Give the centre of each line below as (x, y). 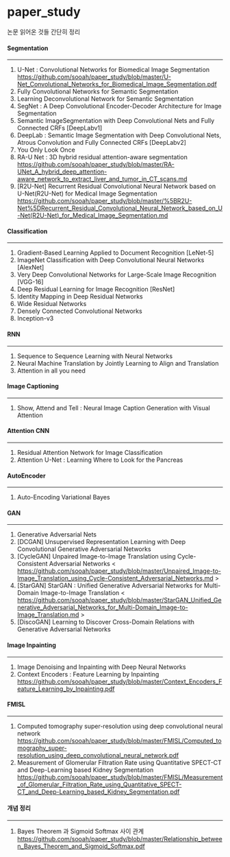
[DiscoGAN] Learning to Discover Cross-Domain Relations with (106, 622)
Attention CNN (28, 431)
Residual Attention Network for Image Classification (90, 452)
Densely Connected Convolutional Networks (79, 311)
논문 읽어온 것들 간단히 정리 (44, 32)
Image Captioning (33, 386)
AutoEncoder (26, 476)
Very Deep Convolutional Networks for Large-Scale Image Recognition (117, 274)
